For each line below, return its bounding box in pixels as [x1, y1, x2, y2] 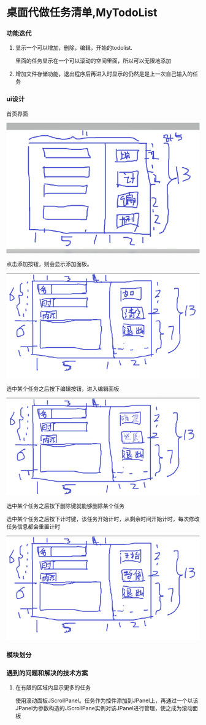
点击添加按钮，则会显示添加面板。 [6, 261, 93, 268]
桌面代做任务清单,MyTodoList [6, 6, 158, 20]
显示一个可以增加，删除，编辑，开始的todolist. [15, 44, 133, 52]
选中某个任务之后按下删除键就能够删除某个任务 [6, 502, 124, 509]
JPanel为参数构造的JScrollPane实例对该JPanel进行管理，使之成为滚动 [15, 705, 193, 712]
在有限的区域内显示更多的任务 [15, 684, 91, 691]
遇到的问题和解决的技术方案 [6, 668, 88, 677]
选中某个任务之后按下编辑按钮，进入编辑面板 [6, 385, 120, 392]
